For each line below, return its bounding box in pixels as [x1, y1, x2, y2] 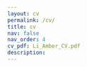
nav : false [7, 29, 40, 37]
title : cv [7, 23, 37, 30]
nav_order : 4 [7, 36, 46, 43]
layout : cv [7, 10, 40, 17]
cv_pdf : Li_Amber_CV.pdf [7, 43, 81, 50]
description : [7, 50, 46, 57]
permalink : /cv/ [7, 17, 55, 24]
